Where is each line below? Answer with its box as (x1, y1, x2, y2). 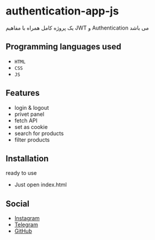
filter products (14, 136, 50, 143)
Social (5, 198, 30, 209)
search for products (14, 130, 64, 137)
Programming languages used (5, 42, 122, 52)
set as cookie (14, 123, 48, 130)
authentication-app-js (5, 4, 119, 18)
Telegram (14, 221, 39, 229)
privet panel (14, 110, 45, 118)
